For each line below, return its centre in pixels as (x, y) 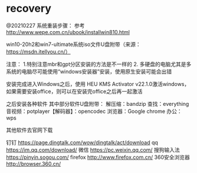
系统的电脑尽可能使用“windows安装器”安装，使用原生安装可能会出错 (89, 71)
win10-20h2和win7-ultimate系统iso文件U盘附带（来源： (73, 44)
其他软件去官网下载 (29, 130)
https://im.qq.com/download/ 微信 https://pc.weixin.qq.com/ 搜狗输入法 (93, 149)
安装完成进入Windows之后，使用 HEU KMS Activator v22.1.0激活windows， (98, 84)
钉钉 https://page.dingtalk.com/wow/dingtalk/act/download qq (82, 142)
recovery (29, 9)
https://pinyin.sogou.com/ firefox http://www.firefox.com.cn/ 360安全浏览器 (98, 157)
